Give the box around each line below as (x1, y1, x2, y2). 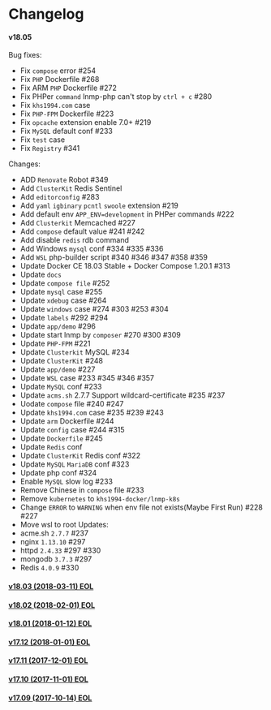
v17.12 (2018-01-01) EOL (8, 637, 91, 647)
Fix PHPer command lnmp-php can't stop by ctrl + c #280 (19, 92, 213, 101)
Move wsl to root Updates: (19, 520, 110, 530)
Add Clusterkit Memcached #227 (19, 218, 135, 228)
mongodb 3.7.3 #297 (19, 554, 92, 564)
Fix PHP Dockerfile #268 (19, 75, 100, 84)
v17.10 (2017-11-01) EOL (8, 674, 89, 684)
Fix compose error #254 (19, 66, 97, 75)
